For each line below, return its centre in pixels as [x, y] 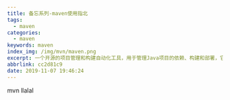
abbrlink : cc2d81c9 [35, 64]
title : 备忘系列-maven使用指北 [48, 13]
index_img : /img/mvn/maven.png [52, 52]
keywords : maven [30, 45]
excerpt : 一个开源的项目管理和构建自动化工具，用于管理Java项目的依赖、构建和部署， [114, 58]
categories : [24, 33]
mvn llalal [21, 90]
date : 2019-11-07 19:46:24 [46, 71]
